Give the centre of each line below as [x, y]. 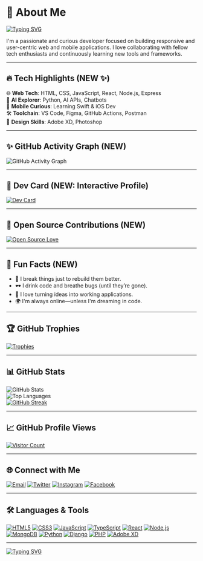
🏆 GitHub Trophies [43, 329]
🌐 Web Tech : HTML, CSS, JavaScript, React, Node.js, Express [84, 93]
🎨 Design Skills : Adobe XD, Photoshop [54, 122]
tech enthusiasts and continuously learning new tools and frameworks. [94, 53]
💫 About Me [36, 12]
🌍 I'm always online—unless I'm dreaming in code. [79, 301]
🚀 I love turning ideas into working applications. [74, 294]
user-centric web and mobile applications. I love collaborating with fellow [97, 47]
